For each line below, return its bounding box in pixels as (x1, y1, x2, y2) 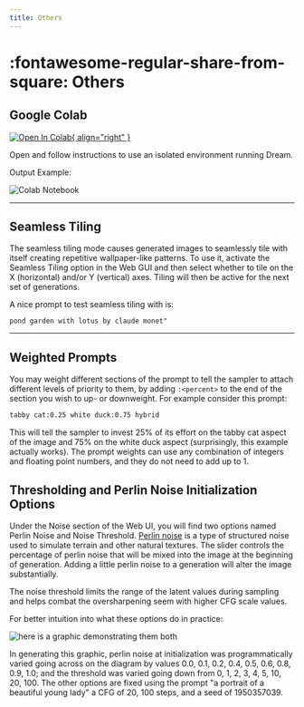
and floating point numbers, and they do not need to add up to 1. (9, 456, 250, 467)
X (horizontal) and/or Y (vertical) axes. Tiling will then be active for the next (9, 272, 290, 283)
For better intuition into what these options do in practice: (9, 613, 223, 624)
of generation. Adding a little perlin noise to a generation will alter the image (9, 558, 292, 569)
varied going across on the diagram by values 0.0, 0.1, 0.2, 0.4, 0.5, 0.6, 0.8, (9, 658, 291, 669)
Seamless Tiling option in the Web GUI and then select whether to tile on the (9, 262, 294, 273)
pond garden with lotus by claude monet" (9, 316, 168, 326)
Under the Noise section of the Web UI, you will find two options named (9, 520, 277, 531)
